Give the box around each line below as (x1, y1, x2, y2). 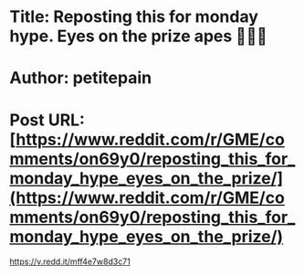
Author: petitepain (9, 68, 152, 89)
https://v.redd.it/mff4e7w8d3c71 (9, 256, 131, 267)
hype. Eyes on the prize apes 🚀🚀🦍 (9, 26, 268, 47)
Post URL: (9, 110, 85, 130)
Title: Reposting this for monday (9, 6, 258, 27)
